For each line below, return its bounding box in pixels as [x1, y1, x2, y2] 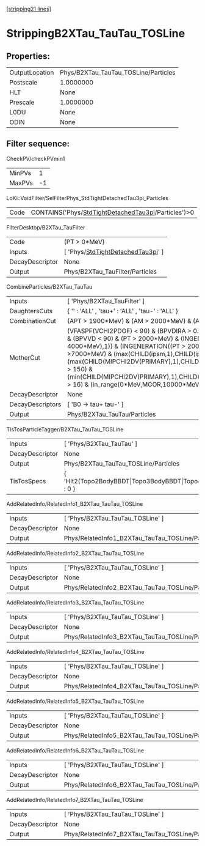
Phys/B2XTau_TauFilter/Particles [63, 267, 157, 276]
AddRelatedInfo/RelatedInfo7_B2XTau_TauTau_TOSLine [6, 796, 143, 803]
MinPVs [9, 168, 32, 177]
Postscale [9, 78, 38, 86]
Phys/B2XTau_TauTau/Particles [67, 410, 156, 418]
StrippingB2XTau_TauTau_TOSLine [6, 27, 185, 40]
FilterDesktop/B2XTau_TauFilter [6, 223, 85, 231]
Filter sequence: [6, 139, 70, 149]
